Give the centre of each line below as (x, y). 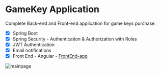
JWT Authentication (34, 45)
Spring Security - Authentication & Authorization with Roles (75, 39)
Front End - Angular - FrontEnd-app (50, 56)
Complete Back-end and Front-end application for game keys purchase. (81, 23)
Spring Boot (25, 33)
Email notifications (32, 50)
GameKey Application (52, 9)
